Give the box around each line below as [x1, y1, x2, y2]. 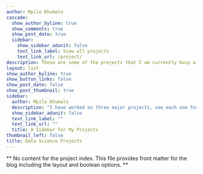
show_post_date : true [11, 31, 66, 37]
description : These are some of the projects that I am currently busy [6, 59, 190, 65]
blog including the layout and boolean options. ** [6, 161, 129, 168]
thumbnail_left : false [6, 132, 63, 139]
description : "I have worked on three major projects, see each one [11, 104, 188, 111]
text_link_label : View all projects [17, 48, 110, 54]
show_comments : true [11, 25, 63, 32]
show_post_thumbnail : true [6, 88, 74, 94]
